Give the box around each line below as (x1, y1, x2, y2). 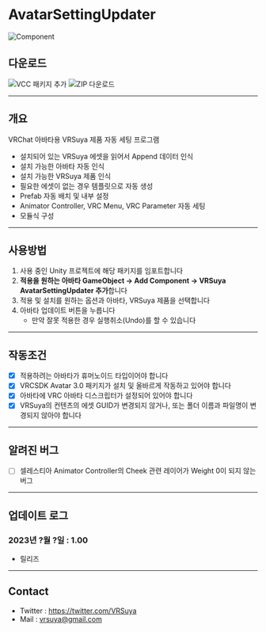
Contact (8, 584, 49, 599)
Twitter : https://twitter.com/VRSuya (19, 606, 137, 615)
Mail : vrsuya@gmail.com (19, 614, 103, 623)
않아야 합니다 (40, 410, 82, 421)
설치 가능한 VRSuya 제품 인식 (19, 171, 112, 181)
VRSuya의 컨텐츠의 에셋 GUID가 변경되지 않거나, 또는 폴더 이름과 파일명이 (19, 401, 249, 410)
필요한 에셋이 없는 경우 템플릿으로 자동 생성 (19, 181, 154, 191)
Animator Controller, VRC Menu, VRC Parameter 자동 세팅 (19, 200, 206, 211)
